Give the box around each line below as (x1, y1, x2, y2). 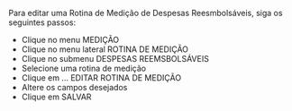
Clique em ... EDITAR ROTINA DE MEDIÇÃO (21, 73, 182, 83)
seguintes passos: (8, 17, 77, 28)
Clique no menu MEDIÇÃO (21, 35, 120, 45)
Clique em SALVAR (21, 91, 92, 102)
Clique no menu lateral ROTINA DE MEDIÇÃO (21, 44, 189, 55)
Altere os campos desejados (21, 82, 128, 92)
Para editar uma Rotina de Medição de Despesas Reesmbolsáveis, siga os (8, 8, 283, 18)
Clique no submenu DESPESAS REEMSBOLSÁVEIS (21, 54, 209, 64)
